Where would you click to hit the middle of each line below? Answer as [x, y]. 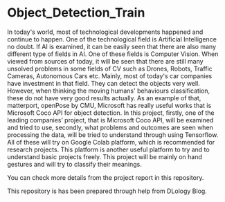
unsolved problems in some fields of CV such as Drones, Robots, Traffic [110, 68]
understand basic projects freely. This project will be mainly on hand [105, 156]
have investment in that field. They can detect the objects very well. [104, 83]
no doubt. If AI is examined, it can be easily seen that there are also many [112, 46]
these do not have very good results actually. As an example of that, [104, 98]
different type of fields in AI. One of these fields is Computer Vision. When [113, 54]
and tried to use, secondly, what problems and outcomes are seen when [110, 127]
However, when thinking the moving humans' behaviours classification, [108, 91]
